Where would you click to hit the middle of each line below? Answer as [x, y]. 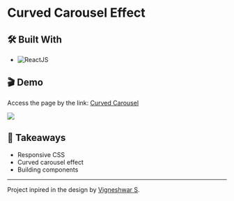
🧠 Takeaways [37, 138]
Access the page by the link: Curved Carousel [73, 103]
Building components [48, 170]
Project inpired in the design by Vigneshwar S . [74, 189]
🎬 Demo [25, 83]
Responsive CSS [41, 154]
